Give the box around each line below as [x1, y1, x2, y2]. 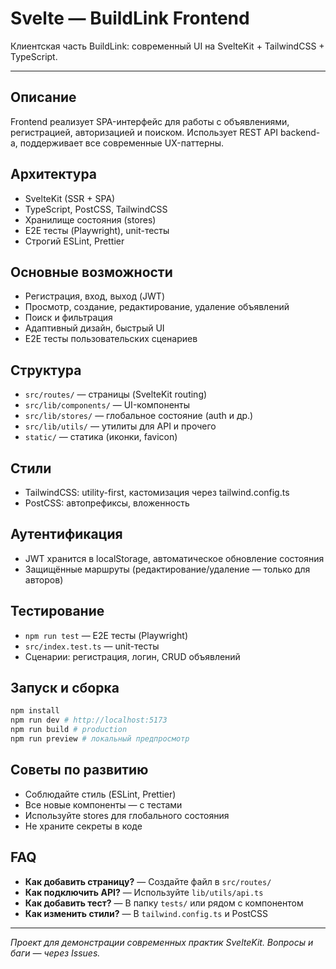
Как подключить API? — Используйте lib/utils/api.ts [24, 886, 264, 898]
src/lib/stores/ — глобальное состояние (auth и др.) [24, 410, 254, 422]
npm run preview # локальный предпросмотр [10, 734, 190, 744]
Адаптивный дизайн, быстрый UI [24, 322, 165, 334]
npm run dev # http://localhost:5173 [10, 715, 168, 726]
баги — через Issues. [10, 947, 101, 959]
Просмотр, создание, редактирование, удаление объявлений [24, 301, 290, 313]
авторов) [24, 573, 64, 586]
